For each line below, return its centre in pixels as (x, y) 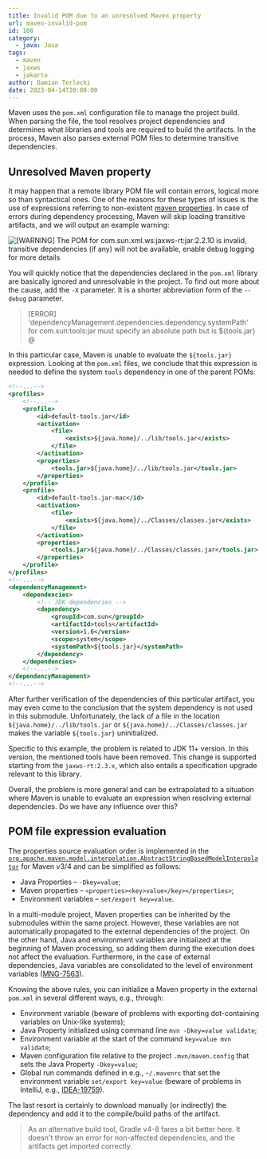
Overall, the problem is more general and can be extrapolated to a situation (131, 790)
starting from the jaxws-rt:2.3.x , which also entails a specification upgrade (133, 766)
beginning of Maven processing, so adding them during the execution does (132, 948)
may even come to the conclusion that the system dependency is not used (131, 707)
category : (25, 38)
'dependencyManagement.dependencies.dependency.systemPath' (138, 323)
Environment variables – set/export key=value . (97, 898)
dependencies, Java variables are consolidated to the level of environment (131, 965)
